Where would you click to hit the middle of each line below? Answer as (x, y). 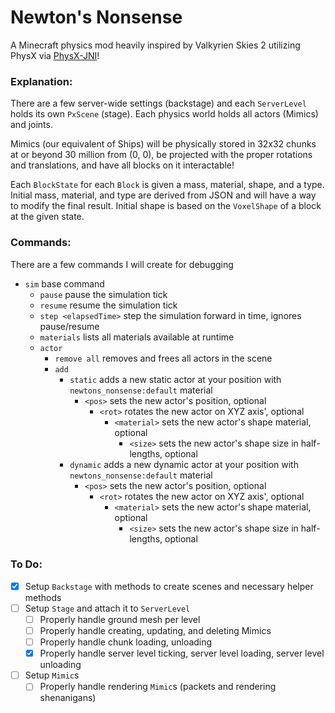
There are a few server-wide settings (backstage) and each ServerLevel (158, 103)
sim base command (64, 283)
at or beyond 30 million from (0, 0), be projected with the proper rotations (161, 155)
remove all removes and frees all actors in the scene (163, 358)
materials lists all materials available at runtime (137, 337)
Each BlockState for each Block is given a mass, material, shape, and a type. (167, 185)
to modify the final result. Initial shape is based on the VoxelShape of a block (166, 206)
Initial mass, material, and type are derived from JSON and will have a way (163, 195)
